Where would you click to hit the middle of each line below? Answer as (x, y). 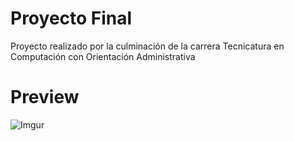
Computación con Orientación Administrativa (103, 56)
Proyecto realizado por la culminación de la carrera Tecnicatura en (147, 46)
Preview (45, 97)
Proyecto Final (71, 18)
